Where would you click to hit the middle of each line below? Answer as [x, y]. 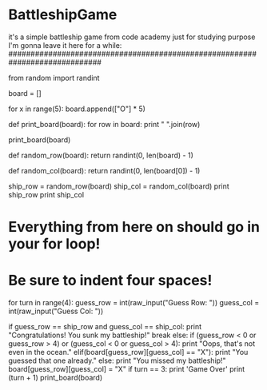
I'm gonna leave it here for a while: [65, 45]
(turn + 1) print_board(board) [56, 378]
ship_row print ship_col [46, 194]
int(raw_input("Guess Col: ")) [56, 311]
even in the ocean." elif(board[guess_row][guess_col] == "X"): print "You [128, 352]
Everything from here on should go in [134, 227]
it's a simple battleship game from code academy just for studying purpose [132, 37]
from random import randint [54, 78]
